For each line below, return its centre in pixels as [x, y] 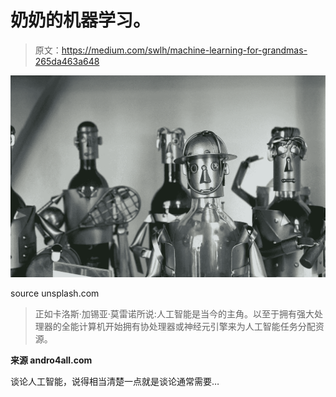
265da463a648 [67, 61]
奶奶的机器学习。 [81, 20]
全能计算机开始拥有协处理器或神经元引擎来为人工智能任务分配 [188, 327]
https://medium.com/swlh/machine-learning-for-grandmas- [184, 50]
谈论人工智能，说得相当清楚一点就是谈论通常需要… [115, 382]
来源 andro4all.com [51, 360]
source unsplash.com [55, 293]
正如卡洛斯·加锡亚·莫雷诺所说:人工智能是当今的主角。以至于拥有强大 [174, 314]
